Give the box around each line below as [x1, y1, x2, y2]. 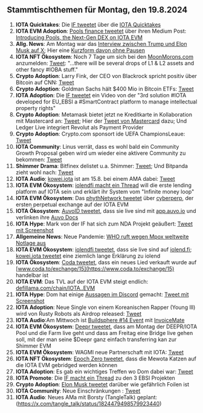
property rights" [15, 104, 56, 111]
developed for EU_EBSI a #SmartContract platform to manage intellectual [15, 98, 198, 105]
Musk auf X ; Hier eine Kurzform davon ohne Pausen [15, 47, 146, 54]
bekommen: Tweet [15, 155, 62, 163]
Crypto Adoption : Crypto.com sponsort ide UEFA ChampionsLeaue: [15, 130, 185, 137]
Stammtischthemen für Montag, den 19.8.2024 [7, 5, 188, 15]
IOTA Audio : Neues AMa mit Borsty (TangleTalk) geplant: [15, 393, 158, 401]
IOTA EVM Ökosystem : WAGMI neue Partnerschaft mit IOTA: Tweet [15, 348, 184, 356]
